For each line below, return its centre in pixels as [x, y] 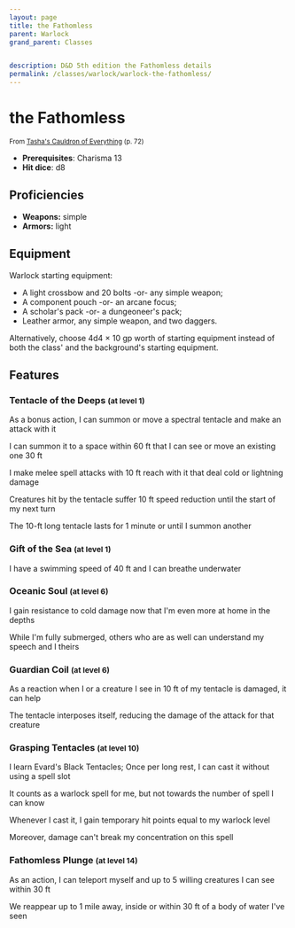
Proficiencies [47, 195]
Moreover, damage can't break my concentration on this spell [121, 838]
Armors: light [47, 226]
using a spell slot [40, 776]
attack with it [33, 429]
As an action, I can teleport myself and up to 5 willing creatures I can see [142, 879]
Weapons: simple [54, 216]
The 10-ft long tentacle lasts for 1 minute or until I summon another [130, 526]
